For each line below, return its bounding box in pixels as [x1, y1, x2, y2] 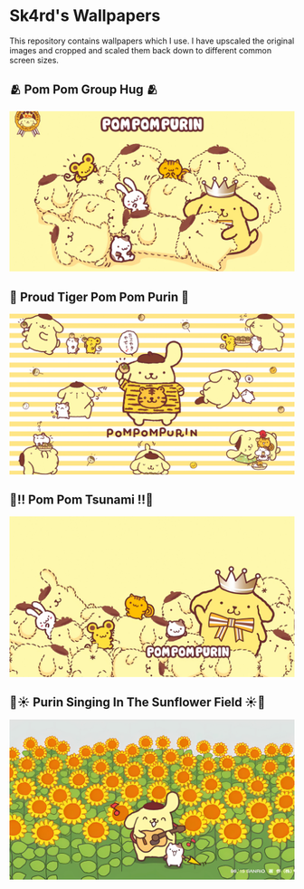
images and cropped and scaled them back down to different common [9, 44, 272, 55]
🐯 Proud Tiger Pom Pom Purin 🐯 [9, 289, 190, 304]
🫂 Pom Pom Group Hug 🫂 [9, 82, 158, 98]
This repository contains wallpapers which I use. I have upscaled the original [9, 35, 295, 46]
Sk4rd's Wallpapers [9, 5, 161, 26]
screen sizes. [9, 54, 59, 65]
